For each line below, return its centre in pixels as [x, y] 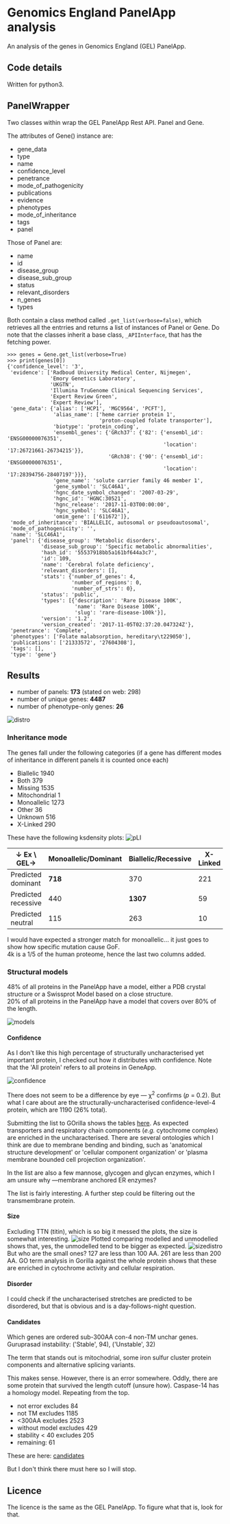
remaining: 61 [36, 1442]
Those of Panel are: [35, 242]
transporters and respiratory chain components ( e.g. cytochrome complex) [113, 1130]
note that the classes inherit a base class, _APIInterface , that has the [104, 335]
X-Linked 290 [36, 824]
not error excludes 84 [48, 1406]
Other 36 [30, 809]
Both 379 [30, 781]
